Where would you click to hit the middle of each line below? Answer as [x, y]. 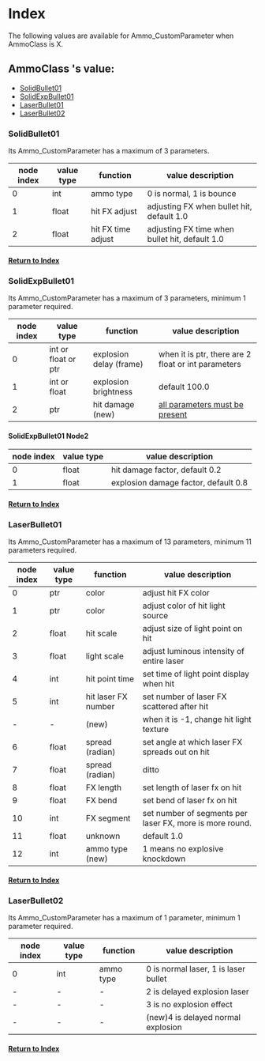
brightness [112, 391]
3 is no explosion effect [189, 1004]
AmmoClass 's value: [62, 69]
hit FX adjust [114, 212]
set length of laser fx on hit [192, 787]
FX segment [108, 818]
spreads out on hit [176, 752]
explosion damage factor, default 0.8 [179, 483]
